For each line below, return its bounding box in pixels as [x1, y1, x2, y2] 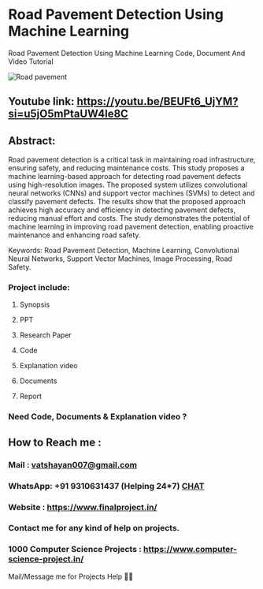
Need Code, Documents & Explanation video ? [8, 412, 187, 423]
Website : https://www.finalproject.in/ [8, 501, 157, 513]
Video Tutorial [8, 57, 54, 66]
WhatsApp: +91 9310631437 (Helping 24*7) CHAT [8, 480, 205, 491]
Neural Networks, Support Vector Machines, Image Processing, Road [8, 254, 232, 263]
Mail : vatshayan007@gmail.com [8, 459, 138, 470]
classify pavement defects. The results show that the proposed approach [8, 197, 246, 207]
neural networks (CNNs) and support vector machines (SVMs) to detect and [8, 188, 255, 198]
